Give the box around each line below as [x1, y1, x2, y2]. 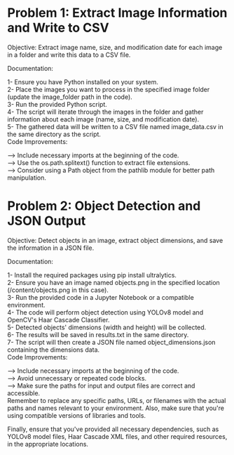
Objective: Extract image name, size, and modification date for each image [7, 43, 223, 51]
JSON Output [7, 213, 86, 229]
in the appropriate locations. [7, 440, 89, 448]
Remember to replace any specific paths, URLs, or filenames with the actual [7, 396, 226, 404]
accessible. [7, 388, 41, 397]
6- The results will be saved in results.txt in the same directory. [7, 330, 189, 338]
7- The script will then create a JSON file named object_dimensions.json [7, 338, 216, 346]
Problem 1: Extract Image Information [7, 5, 228, 21]
